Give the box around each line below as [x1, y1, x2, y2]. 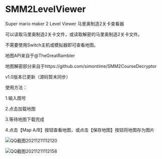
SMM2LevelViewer [5, 3, 86, 15]
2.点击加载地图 [5, 105, 36, 111]
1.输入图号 [5, 95, 26, 101]
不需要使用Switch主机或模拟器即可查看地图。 [5, 41, 99, 48]
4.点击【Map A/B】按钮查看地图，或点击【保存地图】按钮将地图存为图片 [5, 126, 154, 133]
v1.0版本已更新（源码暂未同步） [5, 73, 71, 79]
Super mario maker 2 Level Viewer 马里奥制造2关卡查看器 [5, 20, 124, 26]
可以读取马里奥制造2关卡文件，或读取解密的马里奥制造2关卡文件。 [5, 31, 143, 37]
